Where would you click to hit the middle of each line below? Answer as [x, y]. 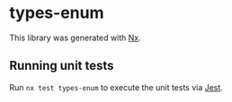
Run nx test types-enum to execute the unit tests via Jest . [116, 87]
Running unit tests [62, 66]
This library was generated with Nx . [75, 38]
